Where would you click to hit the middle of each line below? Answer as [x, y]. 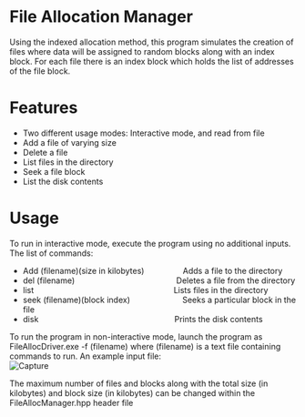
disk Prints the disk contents [142, 319]
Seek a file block [54, 171]
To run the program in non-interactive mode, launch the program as [136, 336]
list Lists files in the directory [145, 290]
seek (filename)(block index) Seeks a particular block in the [159, 300]
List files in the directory [68, 162]
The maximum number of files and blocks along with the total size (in [139, 383]
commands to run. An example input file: [86, 356]
